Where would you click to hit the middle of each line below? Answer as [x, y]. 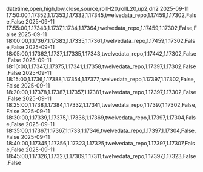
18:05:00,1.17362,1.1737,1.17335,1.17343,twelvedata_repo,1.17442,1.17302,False [101, 53]
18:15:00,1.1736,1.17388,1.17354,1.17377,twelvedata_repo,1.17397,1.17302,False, [101, 79]
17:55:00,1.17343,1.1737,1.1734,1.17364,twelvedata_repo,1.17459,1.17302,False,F [101, 28]
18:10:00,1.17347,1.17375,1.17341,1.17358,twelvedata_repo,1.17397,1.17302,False [101, 66]
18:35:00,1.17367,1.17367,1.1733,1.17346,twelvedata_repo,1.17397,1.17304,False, [101, 130]
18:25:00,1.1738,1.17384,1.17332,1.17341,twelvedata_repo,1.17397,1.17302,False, [101, 105]
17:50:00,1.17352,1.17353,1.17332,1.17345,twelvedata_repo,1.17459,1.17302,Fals [101, 15]
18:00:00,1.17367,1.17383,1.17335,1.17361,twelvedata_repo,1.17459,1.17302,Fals [101, 41]
